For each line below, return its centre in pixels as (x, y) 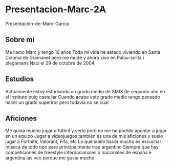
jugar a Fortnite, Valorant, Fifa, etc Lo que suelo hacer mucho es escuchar (83, 141)
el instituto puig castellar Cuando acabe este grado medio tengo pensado (83, 97)
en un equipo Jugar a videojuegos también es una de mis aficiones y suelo (84, 136)
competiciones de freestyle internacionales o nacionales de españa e (79, 153)
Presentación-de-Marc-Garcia (37, 24)
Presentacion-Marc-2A (56, 9)
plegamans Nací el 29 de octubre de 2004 (50, 63)
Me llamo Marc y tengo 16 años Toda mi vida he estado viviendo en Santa (83, 52)
